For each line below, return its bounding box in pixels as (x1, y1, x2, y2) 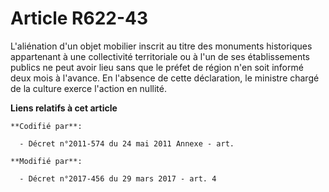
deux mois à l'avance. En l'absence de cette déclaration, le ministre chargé (10, 72, 320, 84)
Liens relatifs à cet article (10, 102, 118, 114)
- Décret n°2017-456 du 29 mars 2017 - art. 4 (19, 173, 217, 184)
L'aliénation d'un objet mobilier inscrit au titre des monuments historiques (10, 40, 313, 52)
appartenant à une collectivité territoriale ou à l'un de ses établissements (10, 50, 310, 62)
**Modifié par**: (10, 156, 83, 166)
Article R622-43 (10, 7, 149, 30)
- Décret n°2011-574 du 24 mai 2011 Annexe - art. (19, 138, 235, 149)
